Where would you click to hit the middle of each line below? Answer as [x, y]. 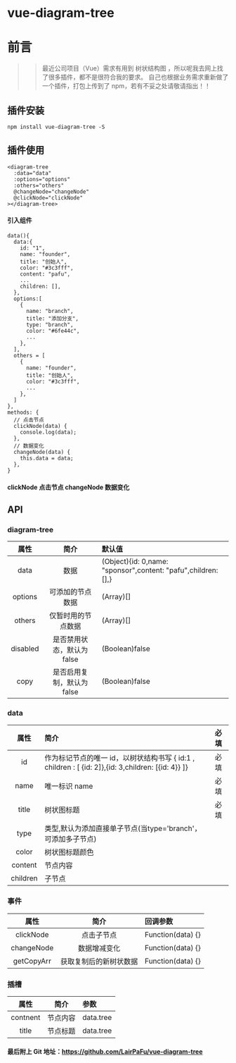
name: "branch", [50, 311]
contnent [26, 1018]
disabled [25, 649]
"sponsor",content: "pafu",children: [160, 570]
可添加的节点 [70, 592]
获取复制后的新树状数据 [99, 961]
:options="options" [42, 179]
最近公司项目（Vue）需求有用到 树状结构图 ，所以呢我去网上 [130, 68]
